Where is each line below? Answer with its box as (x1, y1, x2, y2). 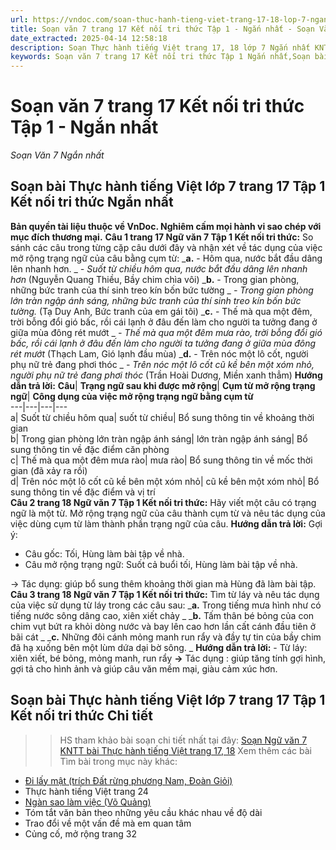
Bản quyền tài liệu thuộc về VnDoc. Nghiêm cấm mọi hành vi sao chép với (10, 220, 322, 232)
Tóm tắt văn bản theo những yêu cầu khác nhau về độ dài (24, 806, 263, 818)
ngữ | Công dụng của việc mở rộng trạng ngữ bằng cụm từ (10, 390, 254, 402)
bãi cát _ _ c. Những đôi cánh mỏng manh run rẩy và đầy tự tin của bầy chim (10, 631, 322, 643)
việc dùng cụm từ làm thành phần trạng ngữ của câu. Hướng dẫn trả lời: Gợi (10, 517, 323, 530)
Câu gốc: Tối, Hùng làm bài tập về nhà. (24, 547, 185, 560)
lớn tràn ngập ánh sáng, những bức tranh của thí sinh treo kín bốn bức (10, 294, 302, 306)
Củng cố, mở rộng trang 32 (24, 827, 137, 840)
